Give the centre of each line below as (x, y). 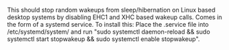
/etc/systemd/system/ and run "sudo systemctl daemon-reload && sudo (109, 32)
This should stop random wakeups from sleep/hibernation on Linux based (111, 10)
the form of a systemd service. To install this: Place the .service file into (108, 24)
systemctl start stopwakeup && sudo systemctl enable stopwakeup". (104, 39)
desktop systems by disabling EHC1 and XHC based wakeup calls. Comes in (115, 17)
